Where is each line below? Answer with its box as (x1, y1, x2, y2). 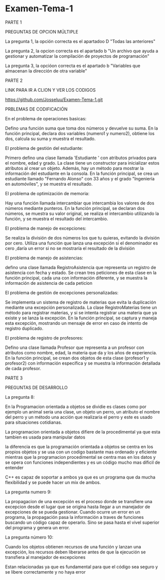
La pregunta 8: (5, 394, 35, 400)
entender (5, 464, 24, 471)
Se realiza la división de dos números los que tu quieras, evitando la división (5, 235, 160, 240)
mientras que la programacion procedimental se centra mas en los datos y (5, 454, 156, 460)
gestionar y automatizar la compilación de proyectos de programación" (5, 53, 149, 59)
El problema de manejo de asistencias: (5, 255, 84, 261)
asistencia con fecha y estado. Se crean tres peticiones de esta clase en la (5, 270, 157, 275)
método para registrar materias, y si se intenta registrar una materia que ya (5, 309, 157, 315)
